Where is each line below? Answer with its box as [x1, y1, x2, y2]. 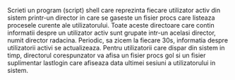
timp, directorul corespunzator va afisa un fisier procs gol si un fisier [7, 51, 206, 59]
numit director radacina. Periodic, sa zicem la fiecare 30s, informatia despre [7, 36, 228, 45]
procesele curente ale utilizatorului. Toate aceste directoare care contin [7, 21, 215, 29]
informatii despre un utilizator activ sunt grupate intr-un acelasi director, [7, 28, 217, 37]
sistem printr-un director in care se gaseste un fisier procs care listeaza [7, 13, 215, 22]
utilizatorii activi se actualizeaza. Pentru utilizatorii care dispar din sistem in [7, 44, 225, 52]
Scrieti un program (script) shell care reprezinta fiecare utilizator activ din [7, 6, 221, 14]
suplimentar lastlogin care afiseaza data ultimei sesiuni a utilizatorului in [7, 59, 216, 67]
